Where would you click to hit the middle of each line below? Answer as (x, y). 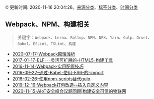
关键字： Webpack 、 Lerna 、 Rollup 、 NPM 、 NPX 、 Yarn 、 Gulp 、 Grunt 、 (85, 37)
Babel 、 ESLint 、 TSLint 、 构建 (46, 43)
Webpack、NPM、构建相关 (47, 25)
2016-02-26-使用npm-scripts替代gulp (51, 79)
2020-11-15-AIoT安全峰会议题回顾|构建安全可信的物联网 (69, 91)
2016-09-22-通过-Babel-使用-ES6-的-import (58, 72)
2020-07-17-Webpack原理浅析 (44, 54)
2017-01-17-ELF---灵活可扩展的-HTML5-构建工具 (63, 60)
